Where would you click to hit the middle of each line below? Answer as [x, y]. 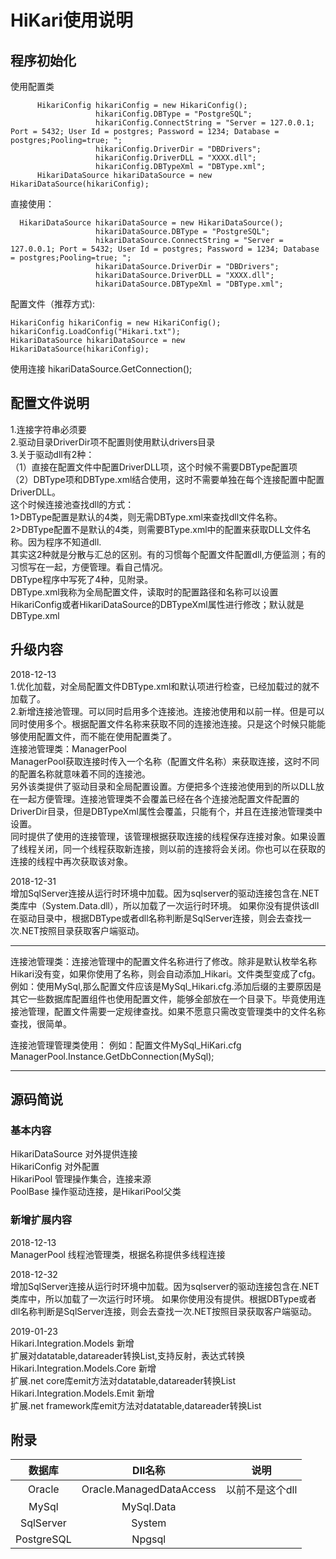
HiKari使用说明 [72, 20]
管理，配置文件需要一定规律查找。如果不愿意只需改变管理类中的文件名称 [176, 1011]
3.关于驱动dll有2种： [52, 454]
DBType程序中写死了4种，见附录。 [82, 579]
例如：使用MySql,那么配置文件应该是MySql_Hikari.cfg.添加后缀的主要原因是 [166, 986]
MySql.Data [149, 1507]
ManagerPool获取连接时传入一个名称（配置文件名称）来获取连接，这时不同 [165, 761]
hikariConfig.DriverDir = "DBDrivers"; [178, 149]
